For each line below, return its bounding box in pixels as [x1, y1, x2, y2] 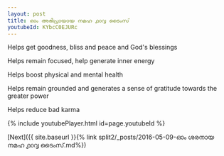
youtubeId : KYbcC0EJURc [7, 23, 78, 30]
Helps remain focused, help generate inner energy [7, 57, 155, 65]
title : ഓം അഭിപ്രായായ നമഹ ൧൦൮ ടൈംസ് [7, 17, 129, 24]
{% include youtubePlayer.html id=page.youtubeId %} [7, 119, 166, 128]
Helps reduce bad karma [7, 106, 80, 114]
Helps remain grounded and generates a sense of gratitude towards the [7, 84, 218, 93]
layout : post [7, 10, 46, 18]
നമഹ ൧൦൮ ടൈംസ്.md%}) [7, 141, 87, 150]
